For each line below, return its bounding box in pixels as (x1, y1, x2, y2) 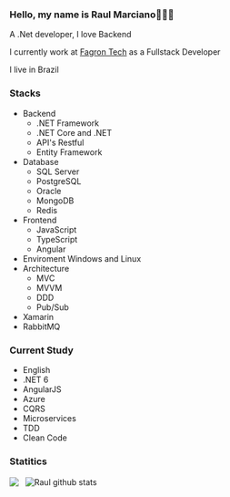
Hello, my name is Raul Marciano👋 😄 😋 (9, 8, 175, 21)
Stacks (9, 87, 41, 99)
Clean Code (22, 432, 68, 443)
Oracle (35, 185, 62, 196)
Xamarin (22, 311, 55, 322)
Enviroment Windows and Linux (22, 253, 142, 264)
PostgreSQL (35, 175, 82, 186)
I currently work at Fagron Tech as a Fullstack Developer (9, 47, 221, 57)
